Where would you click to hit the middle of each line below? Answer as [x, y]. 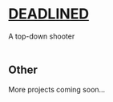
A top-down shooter [42, 36]
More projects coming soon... [57, 89]
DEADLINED [49, 14]
